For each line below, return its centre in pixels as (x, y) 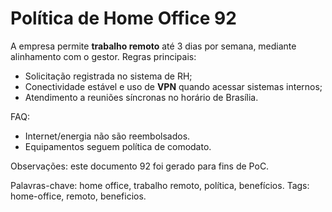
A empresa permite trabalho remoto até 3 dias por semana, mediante (153, 46)
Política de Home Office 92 (123, 18)
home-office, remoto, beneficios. (78, 196)
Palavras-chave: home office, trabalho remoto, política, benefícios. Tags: (160, 185)
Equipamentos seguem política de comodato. (118, 146)
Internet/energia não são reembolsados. (107, 136)
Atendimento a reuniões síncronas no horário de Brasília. (141, 97)
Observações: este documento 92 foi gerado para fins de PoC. (140, 166)
